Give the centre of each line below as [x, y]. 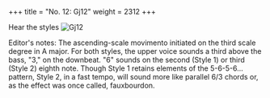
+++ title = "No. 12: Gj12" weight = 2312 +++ [82, 12]
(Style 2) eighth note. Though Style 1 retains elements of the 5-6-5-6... [126, 68]
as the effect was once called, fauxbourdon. [82, 85]
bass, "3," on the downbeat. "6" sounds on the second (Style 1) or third [127, 60]
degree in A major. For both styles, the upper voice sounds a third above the [135, 51]
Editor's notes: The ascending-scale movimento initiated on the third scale [132, 43]
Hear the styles [34, 27]
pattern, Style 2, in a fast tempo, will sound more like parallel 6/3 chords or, [133, 77]
